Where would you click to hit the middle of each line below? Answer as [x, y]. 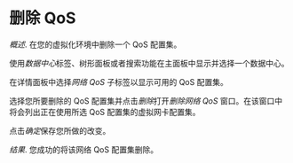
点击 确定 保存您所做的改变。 [60, 130]
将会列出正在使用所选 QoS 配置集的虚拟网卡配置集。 [105, 112]
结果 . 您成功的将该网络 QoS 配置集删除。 [83, 149]
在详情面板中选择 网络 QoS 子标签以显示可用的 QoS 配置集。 [119, 81]
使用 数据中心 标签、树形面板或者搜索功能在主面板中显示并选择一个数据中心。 [149, 63]
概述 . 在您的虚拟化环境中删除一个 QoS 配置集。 [95, 44]
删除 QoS [43, 18]
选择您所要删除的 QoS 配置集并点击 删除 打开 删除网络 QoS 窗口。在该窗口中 [146, 101]
